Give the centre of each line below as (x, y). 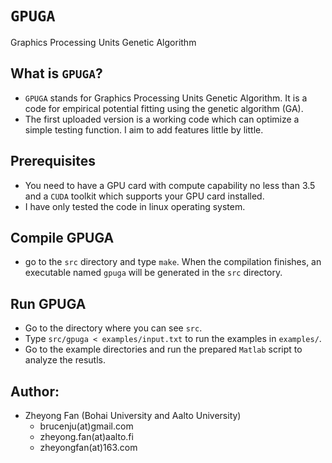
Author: (35, 391)
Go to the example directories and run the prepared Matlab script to (163, 349)
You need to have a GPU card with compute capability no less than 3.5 (170, 185)
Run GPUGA (48, 303)
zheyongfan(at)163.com (88, 447)
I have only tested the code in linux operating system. (135, 206)
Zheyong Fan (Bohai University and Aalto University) (133, 415)
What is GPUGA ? (56, 73)
